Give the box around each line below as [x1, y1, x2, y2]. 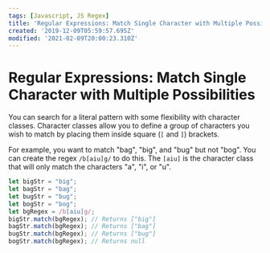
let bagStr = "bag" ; [8, 186, 78, 194]
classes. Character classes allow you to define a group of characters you [8, 121, 251, 131]
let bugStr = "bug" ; [8, 192, 78, 201]
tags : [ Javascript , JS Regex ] [8, 11, 110, 20]
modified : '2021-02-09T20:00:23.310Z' [8, 34, 138, 43]
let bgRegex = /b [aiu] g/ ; [8, 207, 95, 215]
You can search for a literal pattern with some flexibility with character [8, 112, 240, 122]
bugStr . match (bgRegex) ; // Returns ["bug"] [8, 230, 157, 238]
